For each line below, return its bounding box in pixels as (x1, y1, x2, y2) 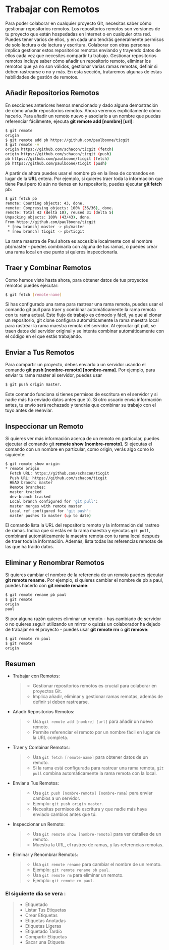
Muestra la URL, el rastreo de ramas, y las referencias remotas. (32, 842, 164, 848)
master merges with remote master (10, 503, 82, 509)
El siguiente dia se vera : (5, 890, 66, 897)
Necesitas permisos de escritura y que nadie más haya (32, 806, 147, 812)
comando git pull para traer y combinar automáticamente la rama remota (5, 307, 156, 313)
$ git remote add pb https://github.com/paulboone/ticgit (5, 138, 130, 143)
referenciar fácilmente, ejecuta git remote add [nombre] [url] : (5, 118, 134, 124)
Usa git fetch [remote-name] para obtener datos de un (32, 754, 148, 760)
